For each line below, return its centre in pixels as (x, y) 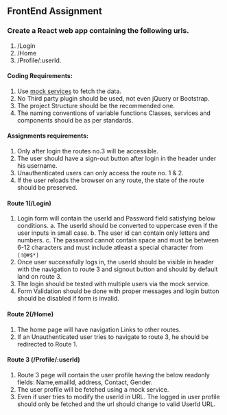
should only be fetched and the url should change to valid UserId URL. (116, 404)
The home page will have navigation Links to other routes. (99, 329)
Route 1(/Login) (29, 203)
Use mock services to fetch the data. (69, 91)
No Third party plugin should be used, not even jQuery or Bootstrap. (113, 98)
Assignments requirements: (48, 136)
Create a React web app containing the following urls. (98, 31)
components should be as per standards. (75, 120)
